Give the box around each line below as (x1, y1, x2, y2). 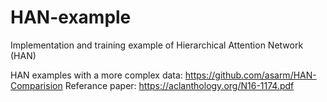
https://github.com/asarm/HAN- (184, 69, 317, 81)
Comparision (10, 79, 63, 91)
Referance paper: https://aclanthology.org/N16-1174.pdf (64, 79, 295, 91)
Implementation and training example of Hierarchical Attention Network (10, 39, 304, 51)
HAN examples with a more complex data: (10, 69, 183, 81)
